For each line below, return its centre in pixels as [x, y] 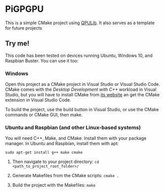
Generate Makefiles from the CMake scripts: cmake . [66, 176]
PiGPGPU [24, 9]
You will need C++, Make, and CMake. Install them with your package [76, 138]
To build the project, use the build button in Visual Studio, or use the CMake [82, 110]
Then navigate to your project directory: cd [56, 162]
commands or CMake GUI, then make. [44, 115]
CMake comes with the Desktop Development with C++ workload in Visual [81, 89]
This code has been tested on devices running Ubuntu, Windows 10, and [79, 55]
